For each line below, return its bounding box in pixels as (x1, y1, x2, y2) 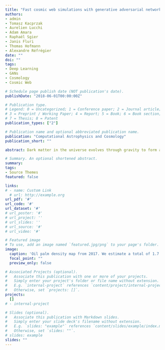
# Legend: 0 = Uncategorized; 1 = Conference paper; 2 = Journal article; (5, 107, 162, 112)
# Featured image (5, 238, 41, 243)
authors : (5, 12, 23, 17)
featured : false (5, 175, 38, 179)
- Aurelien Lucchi (5, 25, 43, 30)
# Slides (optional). (5, 310, 50, 315)
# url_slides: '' (5, 220, 41, 225)
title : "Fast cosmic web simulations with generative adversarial (5, 7, 144, 12)
